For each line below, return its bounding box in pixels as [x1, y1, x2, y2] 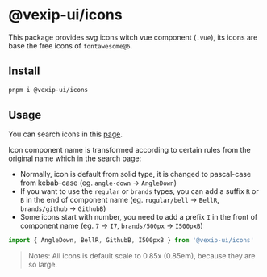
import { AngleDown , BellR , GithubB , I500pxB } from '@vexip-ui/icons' [8, 237, 254, 245]
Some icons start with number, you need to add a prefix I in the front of [19, 212, 258, 222]
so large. [27, 260, 58, 270]
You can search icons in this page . [8, 129, 123, 139]
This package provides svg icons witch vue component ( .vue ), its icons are [8, 32, 258, 42]
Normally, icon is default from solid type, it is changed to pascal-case [19, 170, 252, 179]
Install [8, 65, 40, 78]
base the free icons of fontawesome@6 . [8, 40, 133, 50]
